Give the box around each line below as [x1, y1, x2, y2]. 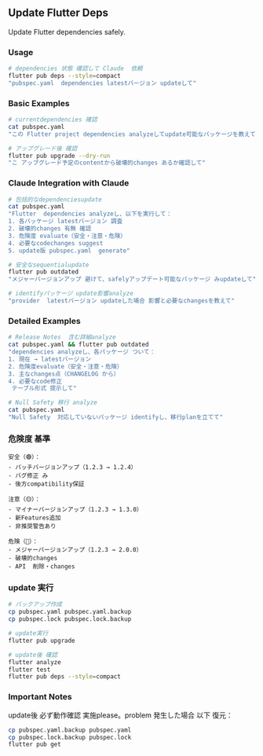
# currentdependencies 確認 [8, 116, 98, 124]
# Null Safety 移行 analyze [8, 398, 98, 407]
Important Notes [8, 692, 72, 703]
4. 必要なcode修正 [8, 377, 63, 385]
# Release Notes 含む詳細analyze [8, 333, 116, 341]
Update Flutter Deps [8, 6, 108, 20]
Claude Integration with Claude [8, 178, 130, 189]
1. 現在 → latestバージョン [8, 355, 92, 363]
